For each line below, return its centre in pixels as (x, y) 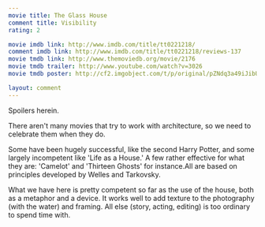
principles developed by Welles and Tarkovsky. (85, 174)
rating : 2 (24, 30)
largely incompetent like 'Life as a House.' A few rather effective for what (126, 158)
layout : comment (35, 87)
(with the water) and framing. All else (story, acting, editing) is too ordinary (129, 207)
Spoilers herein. (34, 110)
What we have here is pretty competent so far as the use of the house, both (131, 189)
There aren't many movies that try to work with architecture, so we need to (130, 125)
